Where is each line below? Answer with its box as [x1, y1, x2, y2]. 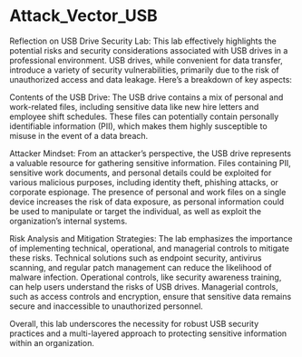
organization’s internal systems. [9, 215, 128, 226]
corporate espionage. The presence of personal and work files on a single [9, 186, 287, 197]
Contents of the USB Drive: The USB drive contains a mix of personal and [9, 92, 284, 103]
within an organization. [9, 337, 95, 348]
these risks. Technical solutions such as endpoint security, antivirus [9, 252, 262, 263]
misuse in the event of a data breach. [9, 130, 149, 141]
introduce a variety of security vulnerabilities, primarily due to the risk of [9, 64, 279, 75]
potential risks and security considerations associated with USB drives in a [9, 45, 288, 55]
